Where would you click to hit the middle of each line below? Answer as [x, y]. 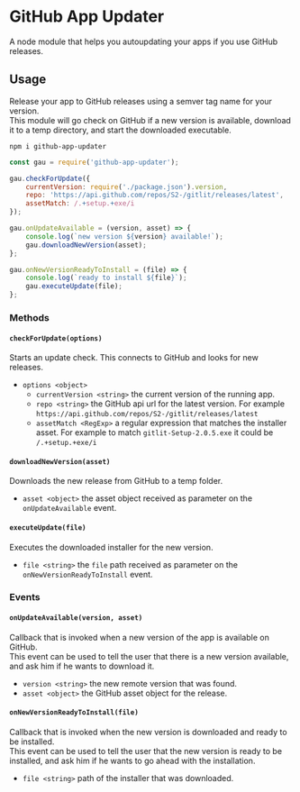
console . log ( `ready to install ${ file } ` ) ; [106, 278]
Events [25, 597]
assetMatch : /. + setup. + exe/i [80, 204]
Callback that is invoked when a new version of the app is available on [140, 637]
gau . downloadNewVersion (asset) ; [86, 245]
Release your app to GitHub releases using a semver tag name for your [141, 101]
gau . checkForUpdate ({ [50, 178]
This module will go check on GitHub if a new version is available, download [150, 120]
